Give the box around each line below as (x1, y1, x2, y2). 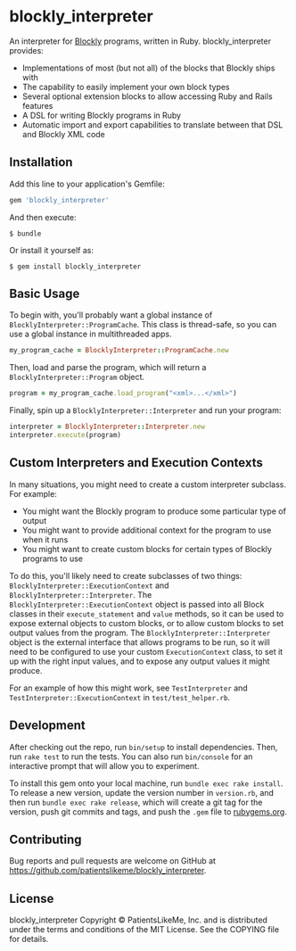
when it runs (21, 533, 69, 545)
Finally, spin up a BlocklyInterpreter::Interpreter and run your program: (9, 405, 282, 416)
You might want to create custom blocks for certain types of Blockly (21, 543, 272, 554)
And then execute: (9, 211, 77, 222)
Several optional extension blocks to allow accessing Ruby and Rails (21, 91, 274, 102)
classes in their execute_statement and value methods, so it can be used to (9, 608, 284, 619)
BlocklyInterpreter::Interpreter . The (9, 589, 152, 600)
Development (9, 718, 86, 733)
